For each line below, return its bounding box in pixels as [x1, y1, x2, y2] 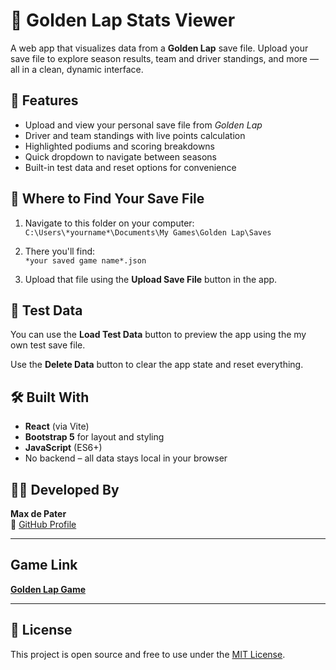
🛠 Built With [10, 389, 90, 406]
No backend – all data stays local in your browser [24, 452, 228, 464]
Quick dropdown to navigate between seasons [24, 150, 217, 163]
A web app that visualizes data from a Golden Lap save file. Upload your [10, 42, 309, 54]
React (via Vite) [24, 420, 90, 433]
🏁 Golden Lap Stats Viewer [10, 9, 236, 32]
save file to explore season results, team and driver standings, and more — [10, 52, 319, 64]
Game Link [10, 557, 78, 574]
